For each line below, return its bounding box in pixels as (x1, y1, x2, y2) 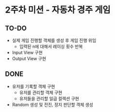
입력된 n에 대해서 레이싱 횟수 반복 (19, 44, 83, 49)
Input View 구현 (12, 49, 43, 55)
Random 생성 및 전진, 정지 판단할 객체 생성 (12, 101, 94, 107)
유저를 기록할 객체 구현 (12, 83, 55, 89)
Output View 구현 (12, 56, 46, 61)
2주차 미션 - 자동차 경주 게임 (5, 4, 111, 16)
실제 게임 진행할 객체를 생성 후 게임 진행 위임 (12, 37, 97, 43)
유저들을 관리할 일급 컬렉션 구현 (19, 96, 79, 101)
